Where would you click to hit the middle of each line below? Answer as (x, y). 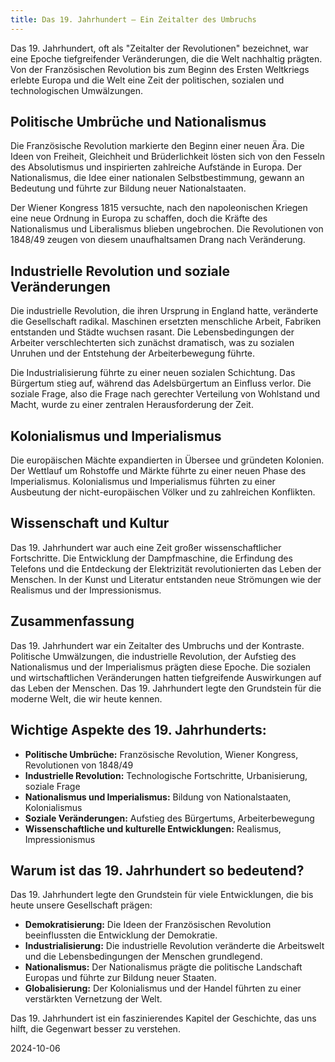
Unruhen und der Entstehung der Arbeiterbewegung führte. (133, 353)
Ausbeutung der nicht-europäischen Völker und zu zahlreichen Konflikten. (163, 492)
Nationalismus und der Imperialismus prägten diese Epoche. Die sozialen (160, 667)
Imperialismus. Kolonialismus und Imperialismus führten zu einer (143, 482)
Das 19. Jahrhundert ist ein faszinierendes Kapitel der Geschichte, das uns (163, 1018)
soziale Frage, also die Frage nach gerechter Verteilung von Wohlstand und (165, 394)
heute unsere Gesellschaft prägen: (81, 905)
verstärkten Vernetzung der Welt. (93, 999)
